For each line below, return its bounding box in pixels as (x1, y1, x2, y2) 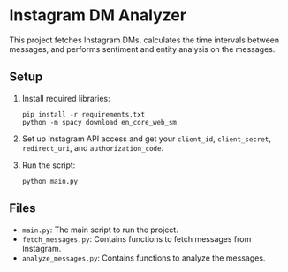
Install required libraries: (21, 93, 110, 103)
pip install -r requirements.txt (21, 110, 146, 119)
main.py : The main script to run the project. (21, 224, 178, 235)
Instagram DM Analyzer (9, 5, 187, 26)
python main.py (21, 177, 79, 185)
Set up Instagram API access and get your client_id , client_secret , (21, 133, 272, 144)
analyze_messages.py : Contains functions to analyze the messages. (21, 253, 266, 263)
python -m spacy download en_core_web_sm (21, 117, 177, 126)
